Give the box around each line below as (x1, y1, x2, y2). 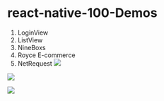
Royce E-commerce (17, 51, 76, 59)
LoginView (17, 28, 49, 37)
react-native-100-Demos (7, 5, 158, 21)
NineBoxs (17, 43, 46, 52)
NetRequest (17, 59, 53, 68)
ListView (17, 35, 43, 44)
